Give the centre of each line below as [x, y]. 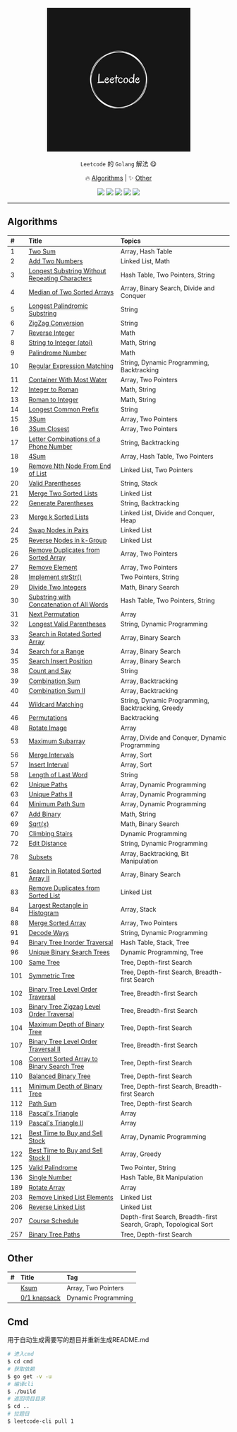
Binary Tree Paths [54, 1234]
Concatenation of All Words [68, 604]
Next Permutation [54, 614]
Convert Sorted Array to [63, 1059]
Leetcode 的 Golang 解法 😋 [119, 164]
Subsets [41, 857]
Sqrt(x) [39, 824]
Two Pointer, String [148, 1168]
